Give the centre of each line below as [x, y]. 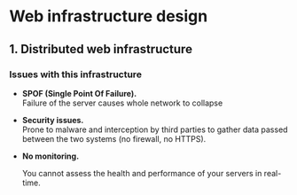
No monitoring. [51, 156]
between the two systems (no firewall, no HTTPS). [114, 138]
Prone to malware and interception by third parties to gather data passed [155, 129]
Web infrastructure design [109, 16]
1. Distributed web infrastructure [101, 49]
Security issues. [53, 120]
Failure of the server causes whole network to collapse [122, 103]
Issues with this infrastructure [75, 74]
